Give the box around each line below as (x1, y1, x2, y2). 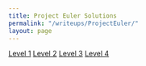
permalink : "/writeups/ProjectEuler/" (8, 19, 139, 27)
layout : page (8, 27, 52, 35)
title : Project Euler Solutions (8, 11, 117, 20)
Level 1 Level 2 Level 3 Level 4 (8, 49, 110, 59)
